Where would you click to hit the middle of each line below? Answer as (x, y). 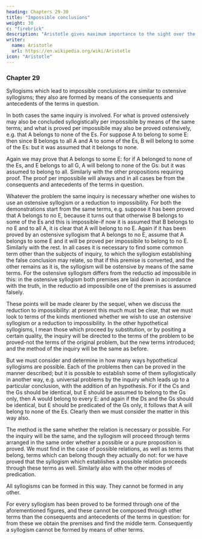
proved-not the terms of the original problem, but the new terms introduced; (101, 342)
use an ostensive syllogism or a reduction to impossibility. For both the (94, 202)
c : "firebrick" (25, 29)
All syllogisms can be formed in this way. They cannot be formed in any (95, 486)
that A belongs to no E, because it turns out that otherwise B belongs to (95, 215)
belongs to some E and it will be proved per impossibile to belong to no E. (97, 241)
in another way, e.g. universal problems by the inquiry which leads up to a (98, 379)
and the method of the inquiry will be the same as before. (77, 348)
